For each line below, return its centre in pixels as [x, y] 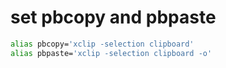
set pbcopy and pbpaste [113, 17]
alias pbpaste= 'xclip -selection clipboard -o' [111, 53]
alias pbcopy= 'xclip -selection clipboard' [102, 44]
